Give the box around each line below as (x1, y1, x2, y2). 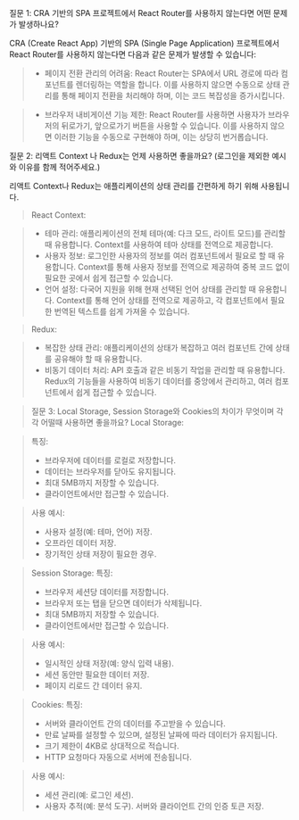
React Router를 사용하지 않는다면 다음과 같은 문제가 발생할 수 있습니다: (9, 49, 257, 60)
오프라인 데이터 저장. (44, 538, 117, 548)
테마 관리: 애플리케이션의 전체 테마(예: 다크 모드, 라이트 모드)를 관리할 (44, 228, 286, 238)
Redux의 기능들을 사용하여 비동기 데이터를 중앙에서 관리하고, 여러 (44, 376, 273, 386)
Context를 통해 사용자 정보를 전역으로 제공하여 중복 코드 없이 (78, 261, 290, 272)
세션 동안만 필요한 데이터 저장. (44, 669, 150, 680)
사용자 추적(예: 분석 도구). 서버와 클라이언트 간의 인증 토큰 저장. (44, 801, 265, 811)
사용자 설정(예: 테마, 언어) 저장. (44, 526, 154, 537)
